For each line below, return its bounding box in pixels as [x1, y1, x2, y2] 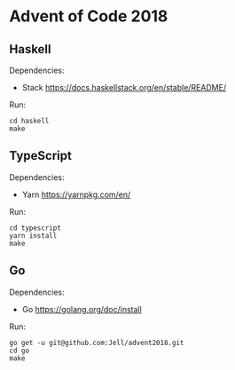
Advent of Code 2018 [9, 6, 168, 27]
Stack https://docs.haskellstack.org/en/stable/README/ [21, 83, 227, 92]
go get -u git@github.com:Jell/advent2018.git [9, 338, 184, 347]
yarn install [9, 231, 58, 240]
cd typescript [9, 224, 62, 232]
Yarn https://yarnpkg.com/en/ [21, 189, 131, 200]
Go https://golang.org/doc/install [21, 303, 142, 314]
